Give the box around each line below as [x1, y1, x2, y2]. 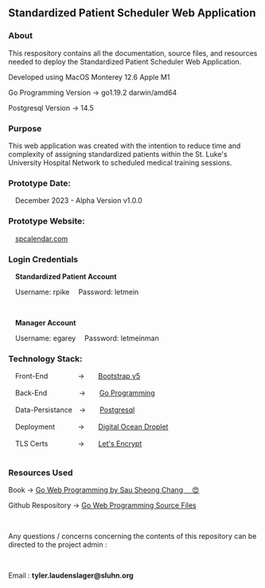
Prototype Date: [8, 177, 72, 189]
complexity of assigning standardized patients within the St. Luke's [8, 149, 228, 158]
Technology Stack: [8, 353, 83, 364]
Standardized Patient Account [15, 271, 117, 281]
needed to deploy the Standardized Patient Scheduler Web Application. [8, 56, 242, 66]
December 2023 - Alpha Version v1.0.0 [15, 196, 143, 205]
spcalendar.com [15, 234, 68, 243]
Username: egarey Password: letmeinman [15, 333, 159, 343]
